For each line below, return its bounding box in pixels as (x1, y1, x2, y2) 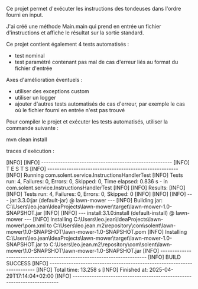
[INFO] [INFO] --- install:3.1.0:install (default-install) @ (43, 209, 175, 216)
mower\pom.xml (6, 222, 46, 229)
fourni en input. (6, 11, 44, 18)
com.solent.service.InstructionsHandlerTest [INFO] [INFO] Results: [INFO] (6, 184, 186, 191)
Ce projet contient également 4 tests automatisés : (6, 41, 129, 47)
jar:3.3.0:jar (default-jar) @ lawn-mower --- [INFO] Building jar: (9, 197, 163, 204)
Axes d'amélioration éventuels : (6, 77, 83, 83)
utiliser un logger (14, 94, 56, 101)
